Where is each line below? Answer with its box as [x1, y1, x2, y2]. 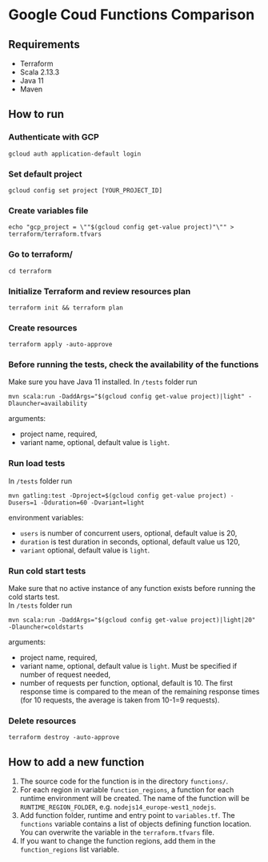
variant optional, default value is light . [19, 545, 150, 555]
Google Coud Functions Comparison [8, 6, 255, 24]
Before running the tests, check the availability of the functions [8, 359, 259, 370]
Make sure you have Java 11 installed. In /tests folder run [8, 377, 198, 386]
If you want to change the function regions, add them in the [19, 836, 216, 846]
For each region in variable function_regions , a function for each [19, 785, 234, 795]
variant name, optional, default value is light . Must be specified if [19, 662, 238, 671]
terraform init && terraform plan [8, 303, 124, 312]
